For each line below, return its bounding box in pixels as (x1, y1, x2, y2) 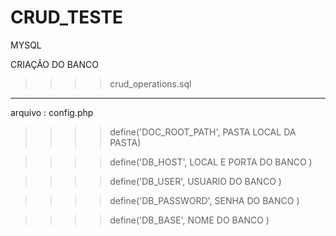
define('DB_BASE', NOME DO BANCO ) (109, 214, 270, 226)
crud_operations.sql (109, 77, 192, 90)
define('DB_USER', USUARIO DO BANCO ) (109, 175, 282, 187)
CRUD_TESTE (10, 6, 123, 29)
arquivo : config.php (10, 106, 94, 118)
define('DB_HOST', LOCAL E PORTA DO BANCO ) (109, 156, 313, 168)
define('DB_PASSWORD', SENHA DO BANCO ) (109, 194, 300, 206)
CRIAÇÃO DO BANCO (10, 58, 99, 70)
